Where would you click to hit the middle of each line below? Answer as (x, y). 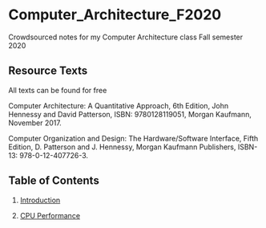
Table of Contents (54, 181)
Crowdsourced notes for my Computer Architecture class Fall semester (126, 37)
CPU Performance (50, 215)
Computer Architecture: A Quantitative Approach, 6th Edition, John (119, 105)
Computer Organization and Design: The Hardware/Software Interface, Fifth (133, 138)
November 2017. (35, 123)
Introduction (40, 200)
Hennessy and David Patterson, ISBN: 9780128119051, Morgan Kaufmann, (130, 114)
